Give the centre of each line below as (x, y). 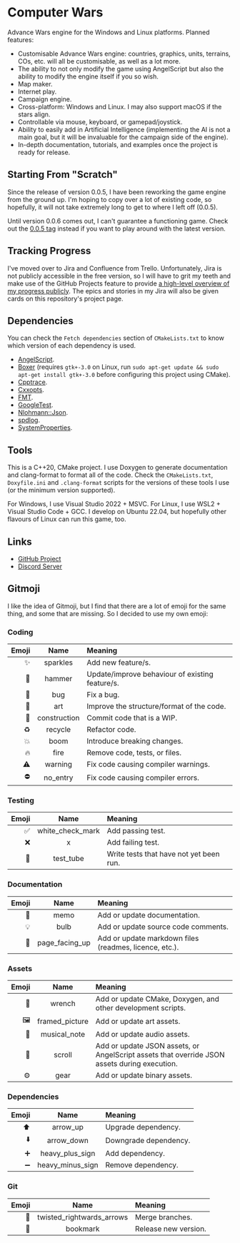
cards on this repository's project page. (65, 298)
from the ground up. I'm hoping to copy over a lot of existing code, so (110, 199)
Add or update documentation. (149, 915)
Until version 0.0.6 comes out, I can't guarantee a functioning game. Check (118, 221)
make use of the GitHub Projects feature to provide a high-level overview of (119, 283)
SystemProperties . (45, 428)
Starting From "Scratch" (62, 175)
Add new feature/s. (119, 663)
